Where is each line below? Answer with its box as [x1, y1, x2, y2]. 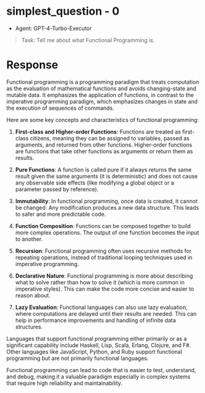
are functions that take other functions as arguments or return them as [15, 147, 193, 155]
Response [6, 58, 59, 72]
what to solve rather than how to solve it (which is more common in [15, 278, 185, 286]
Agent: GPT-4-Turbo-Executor [15, 25, 92, 32]
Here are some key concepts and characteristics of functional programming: [6, 116, 199, 123]
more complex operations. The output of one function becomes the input [15, 229, 199, 236]
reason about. [15, 291, 51, 299]
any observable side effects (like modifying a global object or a [15, 179, 174, 186]
